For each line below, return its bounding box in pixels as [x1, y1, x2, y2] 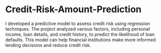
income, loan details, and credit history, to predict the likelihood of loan [5, 31, 155, 37]
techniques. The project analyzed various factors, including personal [5, 25, 150, 32]
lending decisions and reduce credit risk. [5, 42, 91, 48]
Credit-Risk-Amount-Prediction [5, 4, 142, 15]
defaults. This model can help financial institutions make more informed [5, 37, 156, 43]
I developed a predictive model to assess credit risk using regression [5, 20, 150, 26]
